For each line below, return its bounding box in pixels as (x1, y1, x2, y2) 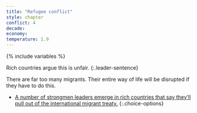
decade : (6, 25, 26, 32)
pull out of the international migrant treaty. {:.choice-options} (14, 100, 164, 107)
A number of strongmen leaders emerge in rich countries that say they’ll (14, 93, 191, 101)
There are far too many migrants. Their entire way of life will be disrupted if (6, 76, 190, 83)
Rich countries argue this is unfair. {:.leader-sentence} (6, 64, 138, 71)
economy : (6, 31, 28, 37)
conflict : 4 (6, 20, 36, 26)
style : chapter (6, 14, 44, 20)
